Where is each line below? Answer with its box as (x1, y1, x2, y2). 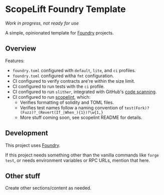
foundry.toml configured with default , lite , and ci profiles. (12, 67, 136, 73)
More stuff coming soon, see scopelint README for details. (20, 114, 142, 120)
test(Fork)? (124, 105, 149, 111)
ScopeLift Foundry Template (5, 4, 126, 15)
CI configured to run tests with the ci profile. (12, 83, 105, 89)
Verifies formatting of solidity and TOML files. (20, 99, 114, 105)
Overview (5, 44, 37, 53)
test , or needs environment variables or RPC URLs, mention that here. (5, 157, 150, 163)
